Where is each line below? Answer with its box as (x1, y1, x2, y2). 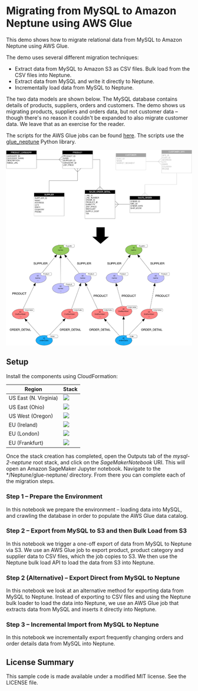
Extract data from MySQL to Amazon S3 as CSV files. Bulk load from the (14, 65, 190, 72)
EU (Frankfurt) (8, 439, 44, 446)
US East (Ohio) (8, 404, 45, 411)
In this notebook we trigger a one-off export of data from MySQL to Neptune (6, 540, 192, 547)
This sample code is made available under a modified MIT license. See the (6, 673, 187, 680)
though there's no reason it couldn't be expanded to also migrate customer (6, 114, 189, 121)
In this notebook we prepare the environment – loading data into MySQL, (6, 505, 182, 513)
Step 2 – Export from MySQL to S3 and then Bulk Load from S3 (6, 527, 187, 535)
